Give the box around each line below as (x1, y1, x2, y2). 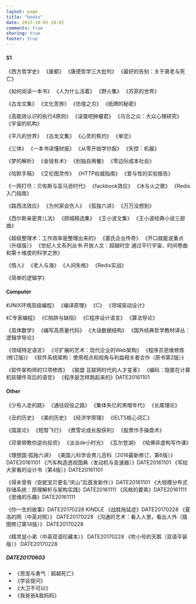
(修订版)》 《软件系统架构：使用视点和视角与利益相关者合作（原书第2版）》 (6, 354, 187, 361)
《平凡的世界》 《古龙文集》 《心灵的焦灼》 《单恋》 (6, 133, 134, 140)
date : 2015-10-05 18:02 (6, 19, 65, 25)
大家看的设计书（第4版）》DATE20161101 (6, 466, 103, 473)
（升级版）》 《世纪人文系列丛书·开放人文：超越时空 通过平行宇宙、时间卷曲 (6, 242, 188, 249)
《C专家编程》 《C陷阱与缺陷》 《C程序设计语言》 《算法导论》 (6, 314, 158, 321)
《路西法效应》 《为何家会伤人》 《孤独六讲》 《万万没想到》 (6, 202, 154, 209)
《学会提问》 (14, 577, 46, 584)
